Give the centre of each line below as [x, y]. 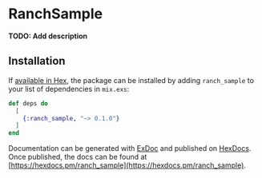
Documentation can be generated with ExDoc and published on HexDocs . [130, 148]
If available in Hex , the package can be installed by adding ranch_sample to [131, 80]
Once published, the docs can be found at [78, 157]
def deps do [28, 103]
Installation [37, 61]
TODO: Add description [48, 36]
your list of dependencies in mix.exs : [69, 89]
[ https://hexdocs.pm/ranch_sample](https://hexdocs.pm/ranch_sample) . [127, 165]
